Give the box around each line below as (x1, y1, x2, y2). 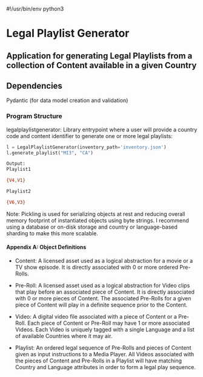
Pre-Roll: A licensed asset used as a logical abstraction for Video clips (15, 282, 190, 289)
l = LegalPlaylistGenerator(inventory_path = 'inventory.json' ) (6, 144, 167, 150)
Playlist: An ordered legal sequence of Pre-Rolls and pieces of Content (15, 344, 191, 351)
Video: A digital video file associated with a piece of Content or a (15, 313, 178, 320)
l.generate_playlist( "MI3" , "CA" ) (6, 150, 94, 156)
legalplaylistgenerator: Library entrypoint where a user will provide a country (6, 126, 198, 133)
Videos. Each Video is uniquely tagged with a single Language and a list (15, 326, 195, 333)
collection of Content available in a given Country (6, 60, 197, 71)
